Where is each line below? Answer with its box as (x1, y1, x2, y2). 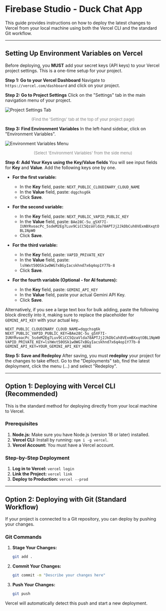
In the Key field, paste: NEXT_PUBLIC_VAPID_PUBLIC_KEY (19, 213, 129, 219)
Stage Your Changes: (12, 545, 57, 551)
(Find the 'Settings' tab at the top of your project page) (31, 116, 135, 122)
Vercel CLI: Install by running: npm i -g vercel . (12, 437, 109, 443)
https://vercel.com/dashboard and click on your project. (5, 82, 120, 88)
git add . (12, 554, 33, 559)
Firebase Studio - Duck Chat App (5, 3, 142, 15)
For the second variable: (12, 204, 64, 209)
